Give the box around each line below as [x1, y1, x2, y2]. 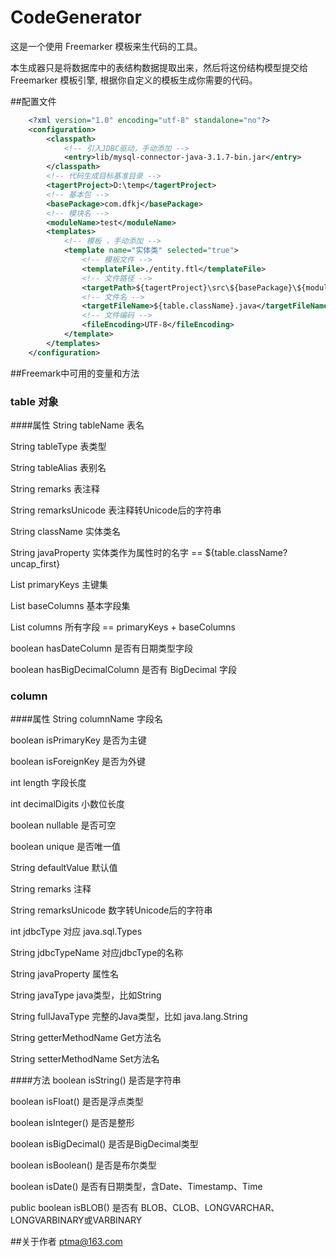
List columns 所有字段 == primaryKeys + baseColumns [10, 621, 236, 633]
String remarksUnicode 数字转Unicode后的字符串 [10, 904, 213, 916]
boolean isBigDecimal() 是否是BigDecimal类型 [10, 1138, 199, 1150]
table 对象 [10, 394, 59, 408]
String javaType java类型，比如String [10, 989, 162, 1001]
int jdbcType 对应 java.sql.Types [10, 926, 143, 938]
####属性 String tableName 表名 [10, 419, 145, 431]
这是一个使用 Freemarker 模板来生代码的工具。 [10, 40, 203, 52]
